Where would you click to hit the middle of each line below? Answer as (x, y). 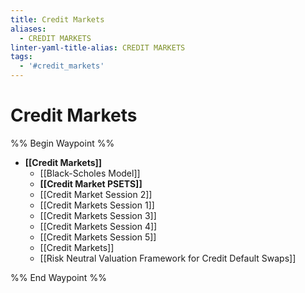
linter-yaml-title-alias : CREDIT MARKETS (98, 47)
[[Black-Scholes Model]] (90, 173)
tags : (21, 57)
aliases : (28, 29)
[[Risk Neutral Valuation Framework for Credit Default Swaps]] (168, 258)
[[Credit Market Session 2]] (96, 194)
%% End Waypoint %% (58, 277)
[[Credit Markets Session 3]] (98, 215)
